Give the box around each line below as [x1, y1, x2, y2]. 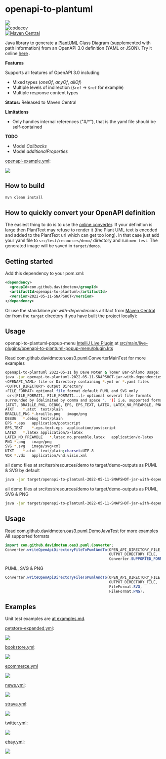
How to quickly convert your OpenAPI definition [5, 208, 156, 217]
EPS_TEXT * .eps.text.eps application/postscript [5, 425, 116, 430]
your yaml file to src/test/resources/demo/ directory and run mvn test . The [5, 237, 158, 244]
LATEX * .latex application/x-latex [5, 430, 83, 435]
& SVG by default [5, 468, 40, 474]
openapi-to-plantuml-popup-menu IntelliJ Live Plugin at [5, 340, 119, 346]
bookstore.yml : [5, 644, 36, 650]
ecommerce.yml [5, 663, 38, 669]
